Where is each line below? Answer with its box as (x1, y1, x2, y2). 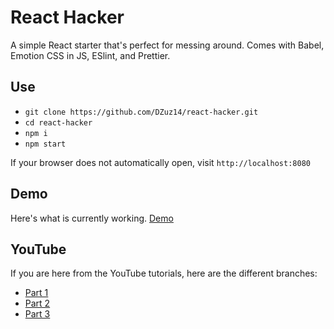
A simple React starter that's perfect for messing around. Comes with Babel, (10, 39, 325, 51)
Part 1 (24, 287, 49, 299)
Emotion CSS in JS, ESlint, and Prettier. (10, 49, 171, 61)
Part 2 (24, 297, 51, 310)
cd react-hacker (24, 117, 93, 128)
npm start (24, 139, 67, 149)
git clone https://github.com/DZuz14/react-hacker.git (24, 107, 259, 117)
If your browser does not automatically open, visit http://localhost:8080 (10, 156, 311, 168)
